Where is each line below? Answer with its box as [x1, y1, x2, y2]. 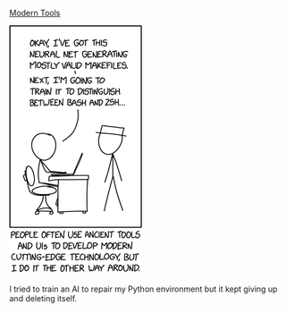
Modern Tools [9, 8, 61, 18]
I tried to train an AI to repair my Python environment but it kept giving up [9, 283, 278, 294]
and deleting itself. [9, 293, 78, 303]
